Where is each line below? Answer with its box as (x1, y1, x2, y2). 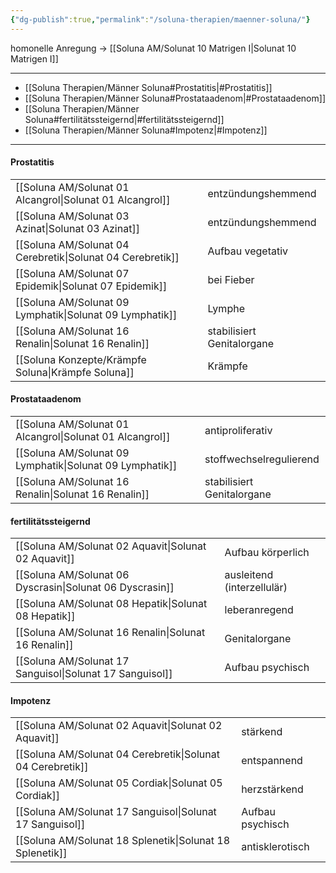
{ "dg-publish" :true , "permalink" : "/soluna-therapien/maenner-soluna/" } (10, 14, 311, 25)
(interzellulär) (224, 581, 288, 595)
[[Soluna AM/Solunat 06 (15, 568, 130, 582)
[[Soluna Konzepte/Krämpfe (15, 352, 147, 366)
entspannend (241, 754, 303, 768)
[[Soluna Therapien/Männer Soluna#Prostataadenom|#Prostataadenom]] (24, 92, 326, 104)
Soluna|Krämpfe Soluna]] (15, 365, 135, 379)
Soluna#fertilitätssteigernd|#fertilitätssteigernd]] (24, 113, 225, 125)
